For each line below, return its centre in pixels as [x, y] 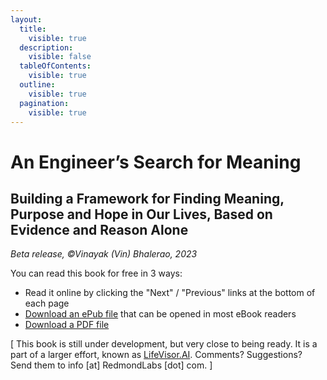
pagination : [44, 103]
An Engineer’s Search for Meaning [156, 162]
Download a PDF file [67, 325]
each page [47, 303]
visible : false [60, 57]
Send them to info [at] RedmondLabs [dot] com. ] [111, 365]
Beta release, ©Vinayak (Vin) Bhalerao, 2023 [104, 254]
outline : [37, 85]
